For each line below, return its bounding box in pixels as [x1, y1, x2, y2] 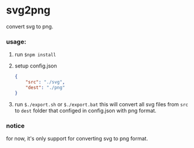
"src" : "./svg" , [25, 79, 65, 85]
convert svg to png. [6, 23, 53, 30]
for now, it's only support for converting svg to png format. [6, 135, 148, 142]
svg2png [6, 4, 51, 17]
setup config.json [14, 62, 58, 69]
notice [6, 122, 25, 130]
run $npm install [14, 51, 56, 58]
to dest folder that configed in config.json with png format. [14, 107, 157, 114]
